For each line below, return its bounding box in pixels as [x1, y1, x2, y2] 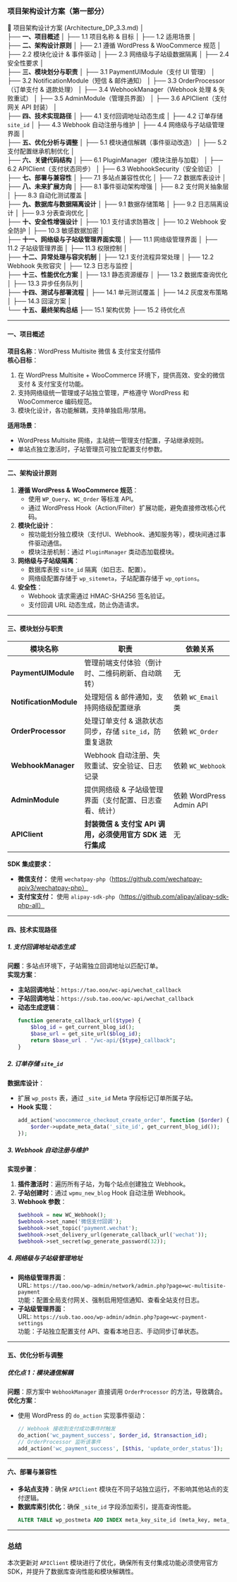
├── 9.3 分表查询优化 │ [20, 209, 90, 217]
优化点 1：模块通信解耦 [7, 1368, 74, 1377]
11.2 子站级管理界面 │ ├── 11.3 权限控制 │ [7, 244, 128, 252]
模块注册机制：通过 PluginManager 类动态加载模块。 [28, 547, 178, 556]
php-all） [17, 901, 45, 909]
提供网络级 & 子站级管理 [84, 784, 164, 794]
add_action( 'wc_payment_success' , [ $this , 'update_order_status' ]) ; [17, 1444, 224, 1452]
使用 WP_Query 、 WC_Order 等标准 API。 [28, 494, 138, 503]
